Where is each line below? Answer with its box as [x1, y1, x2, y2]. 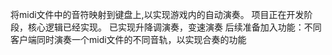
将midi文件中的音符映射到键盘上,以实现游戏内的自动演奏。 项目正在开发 [10, 9, 305, 20]
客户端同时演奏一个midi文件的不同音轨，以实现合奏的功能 [10, 34, 247, 45]
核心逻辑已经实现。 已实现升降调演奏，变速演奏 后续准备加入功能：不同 [27, 21, 322, 33]
